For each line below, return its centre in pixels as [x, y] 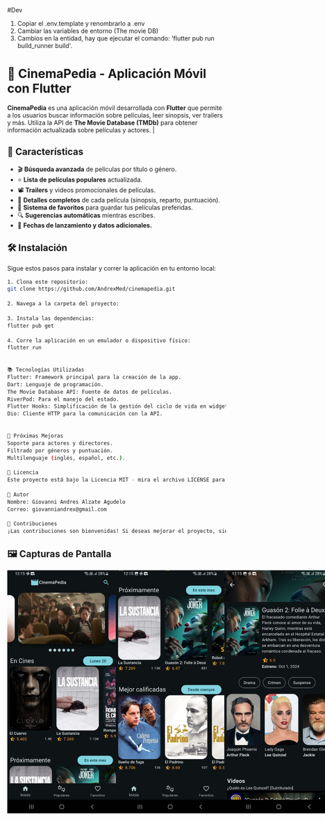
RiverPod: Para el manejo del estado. [63, 399]
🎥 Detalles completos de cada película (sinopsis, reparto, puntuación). [119, 200]
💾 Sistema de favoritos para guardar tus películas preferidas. [105, 207]
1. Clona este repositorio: [48, 282]
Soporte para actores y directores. [60, 443]
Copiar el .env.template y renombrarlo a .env [81, 23]
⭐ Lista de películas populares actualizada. [80, 180]
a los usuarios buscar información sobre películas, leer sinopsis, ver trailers [115, 115]
